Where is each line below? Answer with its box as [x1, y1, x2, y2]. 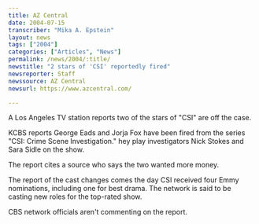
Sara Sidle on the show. [8, 145, 85, 154]
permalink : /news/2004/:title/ [8, 56, 111, 64]
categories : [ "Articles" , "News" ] [8, 48, 122, 56]
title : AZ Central [8, 11, 68, 20]
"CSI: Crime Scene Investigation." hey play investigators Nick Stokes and [8, 137, 244, 146]
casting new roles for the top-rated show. [8, 192, 142, 201]
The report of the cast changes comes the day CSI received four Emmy [8, 175, 239, 185]
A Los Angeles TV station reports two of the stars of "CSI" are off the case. [8, 113, 252, 123]
